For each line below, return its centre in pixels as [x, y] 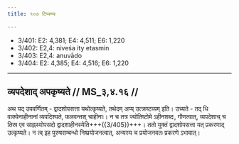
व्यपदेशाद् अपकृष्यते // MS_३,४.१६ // [73, 92]
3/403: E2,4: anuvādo [50, 55]
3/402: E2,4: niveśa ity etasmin [63, 48]
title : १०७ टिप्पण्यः [32, 14]
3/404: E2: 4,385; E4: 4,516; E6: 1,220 [73, 63]
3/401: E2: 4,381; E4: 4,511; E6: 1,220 [71, 40]
